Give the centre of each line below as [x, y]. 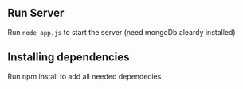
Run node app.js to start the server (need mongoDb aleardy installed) [121, 32]
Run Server [36, 13]
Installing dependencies [69, 58]
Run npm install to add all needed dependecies [84, 76]
